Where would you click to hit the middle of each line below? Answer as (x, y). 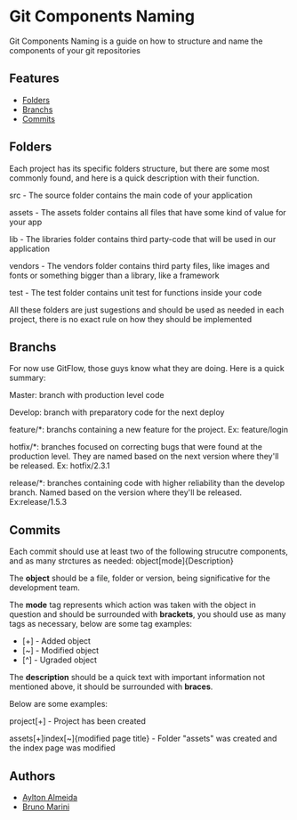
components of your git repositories (75, 50)
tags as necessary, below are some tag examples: (101, 624)
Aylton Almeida (50, 797)
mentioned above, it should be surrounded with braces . (111, 686)
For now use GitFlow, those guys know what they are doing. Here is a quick (147, 369)
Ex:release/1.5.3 (38, 502)
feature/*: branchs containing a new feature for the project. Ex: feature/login (149, 430)
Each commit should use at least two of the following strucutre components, (149, 552)
